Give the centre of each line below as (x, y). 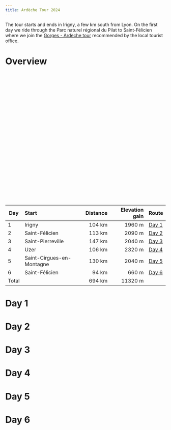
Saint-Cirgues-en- (48, 257)
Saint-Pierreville (44, 241)
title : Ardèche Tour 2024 (33, 10)
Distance (97, 213)
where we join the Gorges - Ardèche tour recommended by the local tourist (84, 35)
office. (12, 41)
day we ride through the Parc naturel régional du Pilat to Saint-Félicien (79, 30)
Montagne (37, 264)
